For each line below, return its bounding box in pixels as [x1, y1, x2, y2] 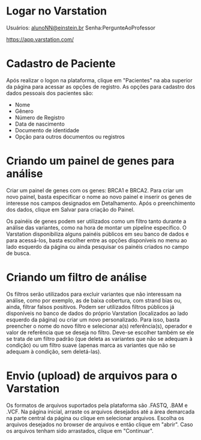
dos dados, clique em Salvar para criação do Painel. [6, 206, 135, 213]
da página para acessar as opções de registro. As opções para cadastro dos [6, 83, 196, 90]
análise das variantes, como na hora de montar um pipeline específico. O [6, 224, 187, 231]
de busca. [6, 249, 31, 257]
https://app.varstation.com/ [6, 35, 74, 43]
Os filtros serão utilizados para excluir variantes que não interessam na [6, 290, 182, 298]
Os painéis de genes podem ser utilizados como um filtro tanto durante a [6, 218, 187, 225]
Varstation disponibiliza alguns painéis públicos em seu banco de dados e [6, 230, 189, 237]
